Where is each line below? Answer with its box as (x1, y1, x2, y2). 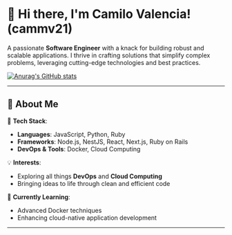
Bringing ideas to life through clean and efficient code (17, 179, 171, 187)
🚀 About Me (7, 98, 59, 110)
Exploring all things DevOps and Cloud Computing (17, 172, 162, 180)
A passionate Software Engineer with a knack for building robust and (7, 44, 205, 52)
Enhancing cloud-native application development (17, 214, 157, 222)
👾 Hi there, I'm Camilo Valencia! (7, 6, 191, 22)
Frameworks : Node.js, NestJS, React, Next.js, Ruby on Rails (17, 138, 188, 146)
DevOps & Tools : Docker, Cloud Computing (17, 144, 141, 153)
